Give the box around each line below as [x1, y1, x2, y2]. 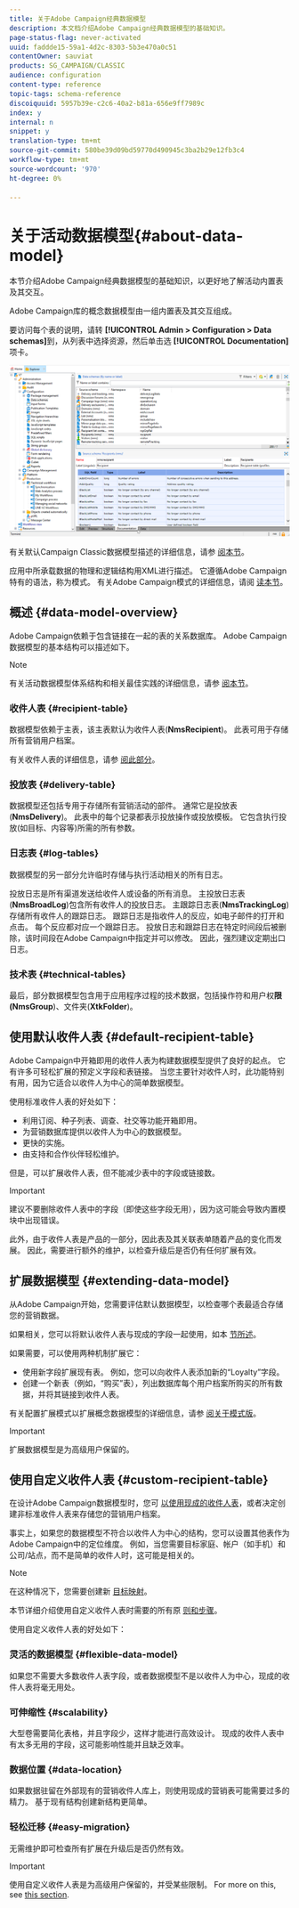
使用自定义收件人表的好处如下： [9, 1624, 126, 1635]
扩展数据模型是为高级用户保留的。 [9, 1443, 134, 1455]
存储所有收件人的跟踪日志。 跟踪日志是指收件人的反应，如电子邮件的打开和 [9, 910, 285, 921]
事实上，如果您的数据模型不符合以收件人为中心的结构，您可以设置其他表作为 [9, 1528, 290, 1539]
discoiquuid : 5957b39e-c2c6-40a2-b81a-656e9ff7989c [9, 99, 205, 108]
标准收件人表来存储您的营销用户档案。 [24, 1509, 166, 1520]
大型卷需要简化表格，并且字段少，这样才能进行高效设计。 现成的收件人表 [9, 1727, 277, 1738]
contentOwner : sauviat [9, 52, 93, 61]
